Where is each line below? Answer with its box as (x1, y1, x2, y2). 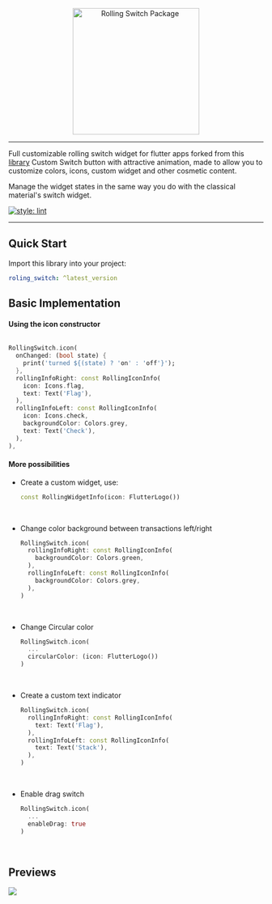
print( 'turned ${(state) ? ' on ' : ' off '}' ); (23, 359, 176, 367)
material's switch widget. (8, 190, 91, 200)
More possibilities (8, 460, 70, 469)
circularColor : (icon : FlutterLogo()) (28, 652, 159, 661)
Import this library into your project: (8, 258, 127, 268)
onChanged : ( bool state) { (15, 352, 107, 360)
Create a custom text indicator (19, 690, 121, 700)
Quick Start (8, 237, 67, 251)
